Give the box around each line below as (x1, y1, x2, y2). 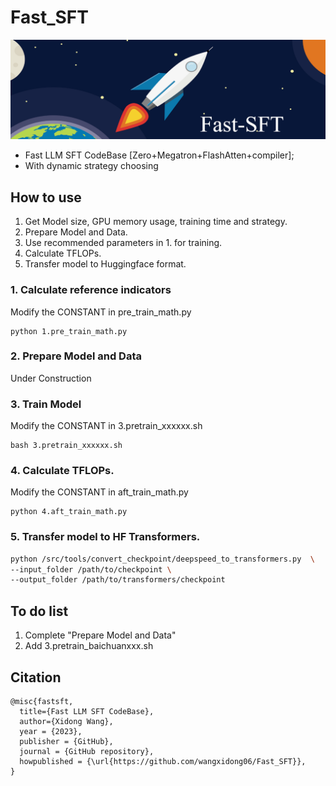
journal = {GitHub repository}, (19, 746, 155, 756)
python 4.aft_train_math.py (10, 507, 128, 517)
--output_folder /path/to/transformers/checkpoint (10, 575, 226, 585)
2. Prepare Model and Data (10, 349, 142, 363)
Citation (10, 669, 62, 686)
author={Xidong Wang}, (19, 716, 114, 726)
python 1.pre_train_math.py (10, 326, 128, 336)
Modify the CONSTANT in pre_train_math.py (10, 306, 192, 318)
